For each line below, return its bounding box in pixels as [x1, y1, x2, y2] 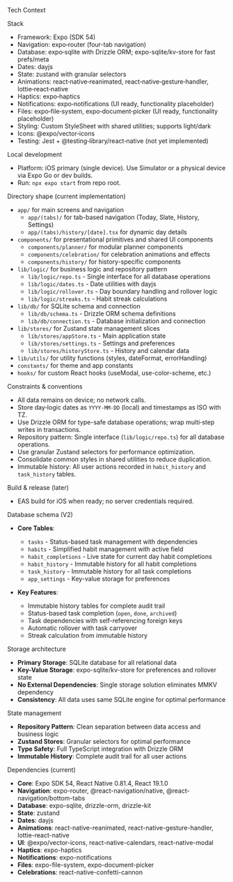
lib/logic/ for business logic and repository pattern [17, 265, 168, 273]
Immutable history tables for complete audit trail [27, 601, 166, 610]
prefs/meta [17, 55, 49, 63]
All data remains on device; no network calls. [17, 396, 146, 404]
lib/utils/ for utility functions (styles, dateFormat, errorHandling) [17, 354, 207, 362]
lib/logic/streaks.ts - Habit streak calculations [27, 294, 168, 303]
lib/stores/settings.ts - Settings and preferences [27, 339, 175, 347]
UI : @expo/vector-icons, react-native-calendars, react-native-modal [17, 839, 214, 846]
